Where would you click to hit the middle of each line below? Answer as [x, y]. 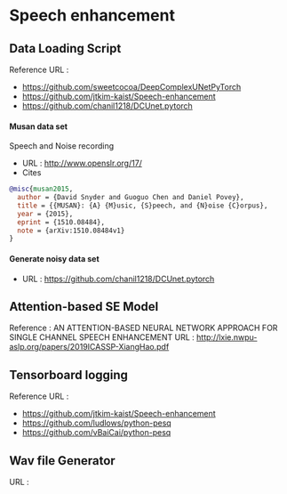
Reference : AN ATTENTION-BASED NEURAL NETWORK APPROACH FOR [143, 328]
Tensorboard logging [69, 375]
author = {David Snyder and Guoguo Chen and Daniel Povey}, [131, 198]
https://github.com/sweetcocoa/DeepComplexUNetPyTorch [132, 87]
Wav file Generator [62, 461]
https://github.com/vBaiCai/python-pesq [96, 433]
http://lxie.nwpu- [227, 337]
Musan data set [39, 126]
